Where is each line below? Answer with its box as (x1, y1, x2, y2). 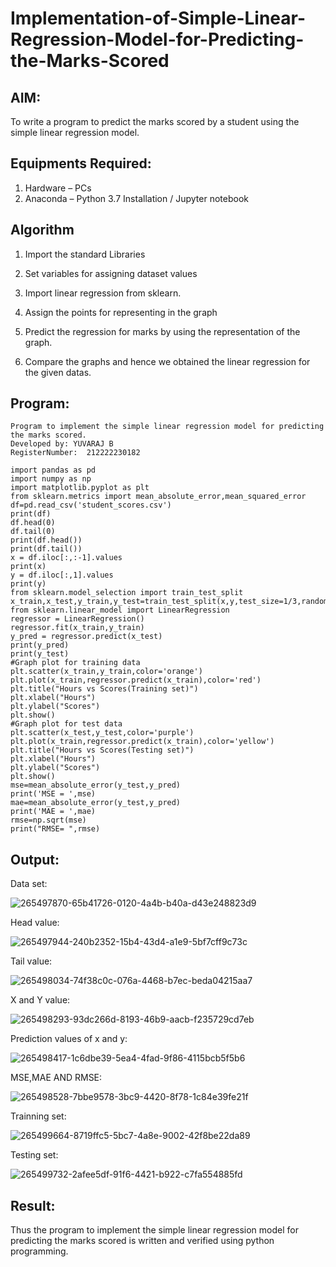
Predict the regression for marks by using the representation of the (24, 325, 301, 337)
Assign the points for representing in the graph (24, 306, 218, 318)
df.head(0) (10, 518, 56, 528)
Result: (10, 1197, 56, 1214)
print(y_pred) (10, 640, 70, 651)
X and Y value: (10, 994, 71, 1006)
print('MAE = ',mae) (10, 807, 97, 817)
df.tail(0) (10, 527, 56, 537)
